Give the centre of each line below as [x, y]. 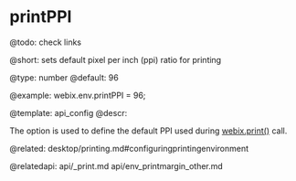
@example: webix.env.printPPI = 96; [78, 95]
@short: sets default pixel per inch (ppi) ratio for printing [116, 59]
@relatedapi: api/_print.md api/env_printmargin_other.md [116, 165]
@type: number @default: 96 [64, 77]
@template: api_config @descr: [69, 112]
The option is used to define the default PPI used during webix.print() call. [148, 131]
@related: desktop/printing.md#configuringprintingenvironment [129, 148]
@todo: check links [46, 42]
